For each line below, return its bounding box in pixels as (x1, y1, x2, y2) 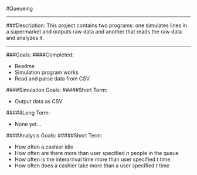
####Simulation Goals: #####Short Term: (6, 86, 107, 93)
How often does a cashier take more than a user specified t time (14, 162, 170, 169)
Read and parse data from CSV (14, 75, 90, 82)
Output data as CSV (14, 98, 63, 105)
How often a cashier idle (14, 143, 74, 150)
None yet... (14, 120, 42, 127)
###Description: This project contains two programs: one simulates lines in (6, 22, 188, 29)
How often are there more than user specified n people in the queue (14, 150, 179, 156)
